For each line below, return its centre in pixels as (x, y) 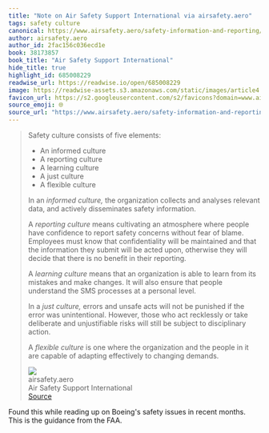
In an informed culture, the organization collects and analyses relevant (144, 200)
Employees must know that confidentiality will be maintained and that (142, 241)
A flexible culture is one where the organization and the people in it (139, 347)
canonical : (26, 30)
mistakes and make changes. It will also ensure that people (125, 282)
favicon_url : (30, 98)
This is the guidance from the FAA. (65, 420)
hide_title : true (37, 68)
